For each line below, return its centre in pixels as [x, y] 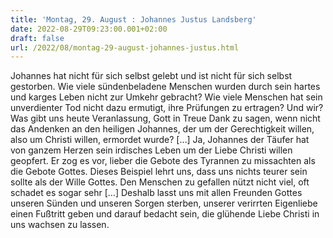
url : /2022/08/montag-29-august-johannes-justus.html [125, 47]
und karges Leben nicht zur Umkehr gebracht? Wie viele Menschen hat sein [166, 97]
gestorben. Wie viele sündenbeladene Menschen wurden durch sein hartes [165, 87]
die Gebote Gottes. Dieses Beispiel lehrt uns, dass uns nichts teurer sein [159, 172]
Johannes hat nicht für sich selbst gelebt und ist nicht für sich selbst [151, 76]
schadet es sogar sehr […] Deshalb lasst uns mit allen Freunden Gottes [156, 193]
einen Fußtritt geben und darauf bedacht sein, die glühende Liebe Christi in [165, 214]
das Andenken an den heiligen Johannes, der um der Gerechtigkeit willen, [162, 129]
